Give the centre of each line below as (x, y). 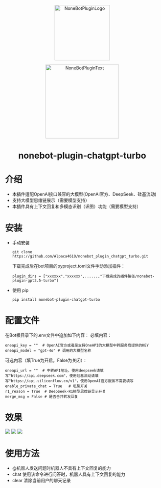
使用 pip (20, 290)
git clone (22, 252)
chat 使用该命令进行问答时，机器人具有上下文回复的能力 (69, 474)
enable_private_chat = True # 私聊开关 (46, 386)
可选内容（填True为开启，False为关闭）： (46, 360)
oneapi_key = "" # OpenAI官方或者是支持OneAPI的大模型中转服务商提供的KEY (77, 345)
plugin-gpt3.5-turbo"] (35, 281)
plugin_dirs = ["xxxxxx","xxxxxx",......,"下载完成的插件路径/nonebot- (83, 276)
